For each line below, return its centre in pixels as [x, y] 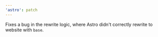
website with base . [25, 30]
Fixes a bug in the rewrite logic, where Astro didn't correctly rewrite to [79, 24]
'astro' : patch [21, 10]
